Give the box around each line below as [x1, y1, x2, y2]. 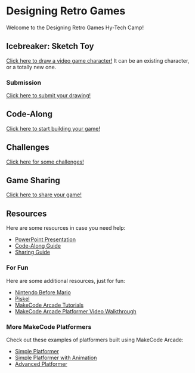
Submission [6, 78, 42, 87]
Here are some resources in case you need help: [6, 224, 126, 232]
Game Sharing [6, 175, 61, 186]
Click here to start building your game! [6, 125, 100, 132]
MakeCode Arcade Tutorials [14, 301, 84, 309]
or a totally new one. [6, 63, 57, 70]
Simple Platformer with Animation [14, 354, 97, 361]
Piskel [14, 295, 30, 302]
